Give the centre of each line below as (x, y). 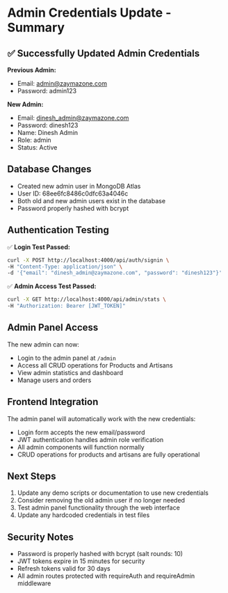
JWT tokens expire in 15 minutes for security (81, 561)
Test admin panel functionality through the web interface (99, 508)
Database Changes (49, 169)
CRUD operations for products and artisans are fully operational (108, 454)
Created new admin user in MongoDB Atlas (79, 186)
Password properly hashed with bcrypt (73, 208)
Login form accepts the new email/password (81, 432)
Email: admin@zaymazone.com (62, 84)
